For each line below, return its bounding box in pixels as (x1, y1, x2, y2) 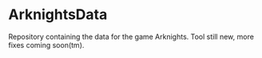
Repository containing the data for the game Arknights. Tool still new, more (8, 32, 254, 41)
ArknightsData (8, 6, 108, 24)
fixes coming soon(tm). (8, 40, 85, 49)
